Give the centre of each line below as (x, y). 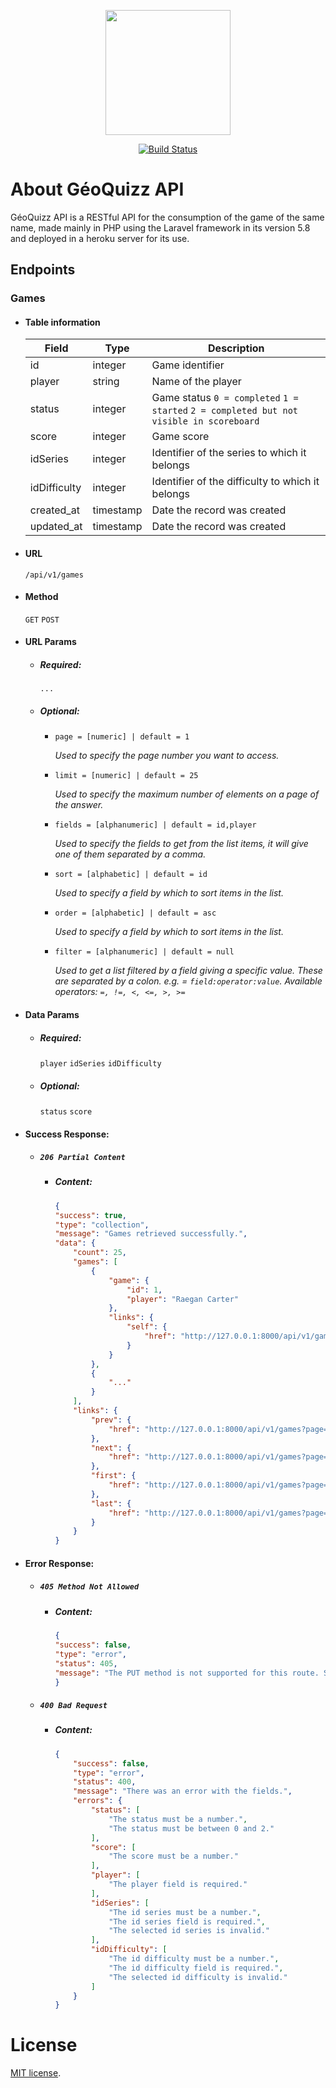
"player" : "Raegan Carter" (182, 1299)
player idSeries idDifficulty (100, 1063)
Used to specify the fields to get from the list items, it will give (181, 844)
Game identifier (188, 365)
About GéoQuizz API (97, 189)
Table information (62, 322)
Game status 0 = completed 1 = (225, 398)
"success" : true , (90, 1215)
